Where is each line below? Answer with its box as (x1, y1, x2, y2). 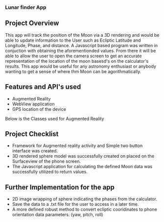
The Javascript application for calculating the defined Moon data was (12, 164, 153, 170)
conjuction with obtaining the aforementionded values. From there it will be (5, 48, 156, 53)
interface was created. (12, 148, 58, 154)
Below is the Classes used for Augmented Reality (5, 116, 104, 122)
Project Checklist (5, 129, 59, 138)
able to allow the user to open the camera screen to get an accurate (5, 53, 142, 59)
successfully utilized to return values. (12, 169, 88, 175)
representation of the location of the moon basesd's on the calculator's (5, 58, 149, 64)
